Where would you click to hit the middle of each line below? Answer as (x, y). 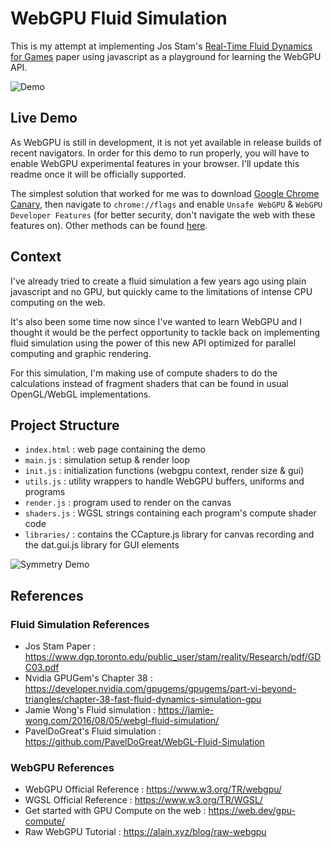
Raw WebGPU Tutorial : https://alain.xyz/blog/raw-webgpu (145, 832)
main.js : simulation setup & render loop (107, 460)
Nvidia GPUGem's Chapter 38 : (88, 678)
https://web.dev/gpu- (252, 811)
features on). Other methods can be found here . (109, 225)
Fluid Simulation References (80, 624)
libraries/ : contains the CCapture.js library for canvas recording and (169, 534)
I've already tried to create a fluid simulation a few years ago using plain (158, 281)
